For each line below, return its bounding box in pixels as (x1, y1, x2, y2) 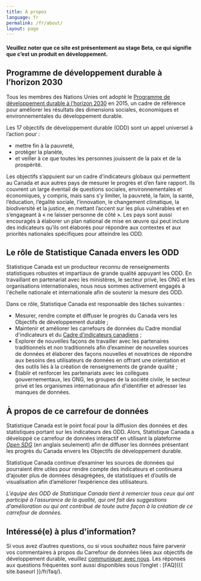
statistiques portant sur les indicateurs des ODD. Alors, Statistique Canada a (6, 429, 194, 436)
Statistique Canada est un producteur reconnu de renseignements (6, 263, 170, 271)
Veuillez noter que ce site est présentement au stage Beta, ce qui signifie (6, 44, 192, 51)
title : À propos (6, 8, 47, 15)
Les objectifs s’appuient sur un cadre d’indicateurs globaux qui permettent (6, 172, 191, 180)
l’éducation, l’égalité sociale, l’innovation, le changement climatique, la (6, 198, 179, 205)
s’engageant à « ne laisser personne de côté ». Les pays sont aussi (6, 211, 172, 218)
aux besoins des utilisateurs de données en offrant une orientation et (14, 357, 186, 364)
